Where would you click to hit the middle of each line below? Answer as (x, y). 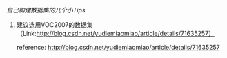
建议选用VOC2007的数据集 (55, 25)
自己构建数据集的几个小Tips (46, 10)
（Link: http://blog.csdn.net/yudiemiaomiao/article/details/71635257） (116, 33)
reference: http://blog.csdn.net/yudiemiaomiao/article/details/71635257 (118, 47)
